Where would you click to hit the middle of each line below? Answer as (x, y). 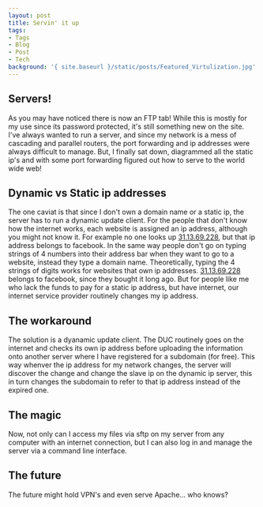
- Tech (19, 60)
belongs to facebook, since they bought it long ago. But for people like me (129, 279)
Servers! (30, 99)
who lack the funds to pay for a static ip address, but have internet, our (124, 287)
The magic (35, 415)
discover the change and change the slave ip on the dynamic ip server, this (130, 374)
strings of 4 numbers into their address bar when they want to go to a (121, 254)
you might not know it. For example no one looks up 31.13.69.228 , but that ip (132, 237)
